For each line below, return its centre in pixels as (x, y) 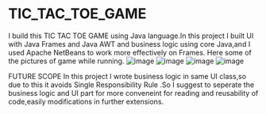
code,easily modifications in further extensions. (86, 101)
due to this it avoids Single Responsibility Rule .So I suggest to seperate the (131, 85)
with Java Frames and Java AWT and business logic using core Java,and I (129, 44)
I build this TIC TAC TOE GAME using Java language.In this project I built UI (131, 36)
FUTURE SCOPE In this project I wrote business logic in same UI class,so (127, 76)
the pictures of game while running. (66, 61)
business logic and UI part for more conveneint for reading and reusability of (133, 93)
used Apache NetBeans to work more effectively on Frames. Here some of (130, 52)
